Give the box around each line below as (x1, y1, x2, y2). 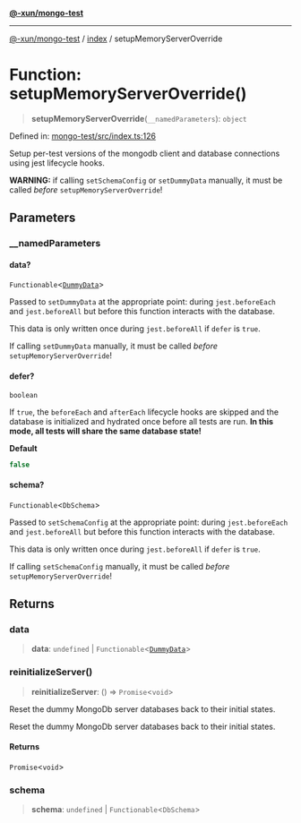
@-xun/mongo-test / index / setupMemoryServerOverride (9, 33, 223, 44)
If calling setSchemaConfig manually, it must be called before (9, 561, 230, 571)
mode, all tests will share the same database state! (9, 425, 202, 436)
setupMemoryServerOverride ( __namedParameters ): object (30, 113, 247, 124)
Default (9, 442, 38, 453)
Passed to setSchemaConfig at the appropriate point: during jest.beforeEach (9, 517, 288, 527)
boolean (9, 390, 39, 399)
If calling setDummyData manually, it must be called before (9, 340, 218, 352)
